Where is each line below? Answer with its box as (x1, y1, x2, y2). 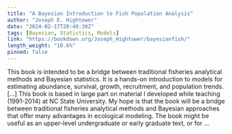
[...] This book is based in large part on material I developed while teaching (7, 89, 220, 97)
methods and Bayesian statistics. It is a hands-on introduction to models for (7, 75, 223, 83)
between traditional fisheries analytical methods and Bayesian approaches (7, 104, 220, 113)
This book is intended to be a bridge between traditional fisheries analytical (7, 67, 222, 76)
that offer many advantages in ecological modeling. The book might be (7, 111, 209, 119)
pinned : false (7, 49, 48, 56)
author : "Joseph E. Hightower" (7, 17, 98, 23)
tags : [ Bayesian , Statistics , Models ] (7, 29, 119, 37)
